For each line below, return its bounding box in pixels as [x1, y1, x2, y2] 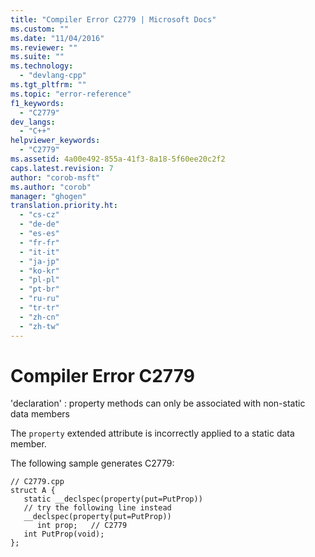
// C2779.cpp [10, 477, 65, 487]
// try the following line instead [23, 503, 172, 513]
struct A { [10, 486, 56, 496]
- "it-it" [19, 247, 60, 257]
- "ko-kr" [19, 266, 60, 276]
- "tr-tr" [19, 303, 60, 313]
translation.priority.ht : [10, 201, 118, 211]
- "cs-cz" [19, 210, 60, 220]
